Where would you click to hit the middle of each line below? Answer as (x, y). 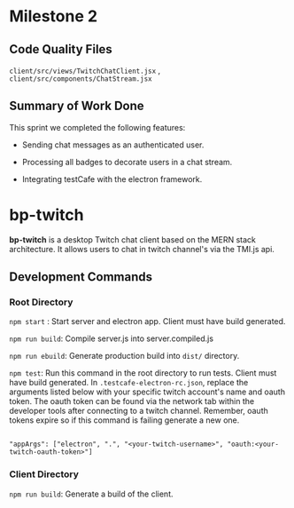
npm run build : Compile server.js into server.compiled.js (112, 338)
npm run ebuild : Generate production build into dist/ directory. (124, 356)
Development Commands (81, 277)
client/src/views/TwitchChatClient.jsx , (85, 70)
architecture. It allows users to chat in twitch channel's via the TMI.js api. (142, 249)
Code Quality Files (61, 49)
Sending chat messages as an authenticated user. (113, 145)
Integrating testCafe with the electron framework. (112, 179)
